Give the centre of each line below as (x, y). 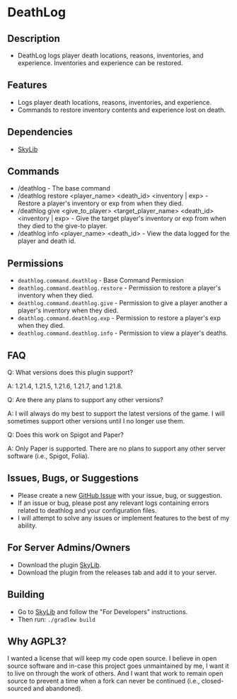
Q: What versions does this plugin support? (70, 373)
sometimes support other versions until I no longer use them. (96, 421)
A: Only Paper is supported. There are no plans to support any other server (117, 449)
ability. (27, 525)
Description (34, 39)
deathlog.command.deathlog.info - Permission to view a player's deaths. (123, 333)
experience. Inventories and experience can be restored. (100, 63)
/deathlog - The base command (64, 188)
